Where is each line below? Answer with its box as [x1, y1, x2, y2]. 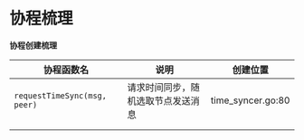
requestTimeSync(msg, [14, 90, 107, 100]
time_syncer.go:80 [211, 94, 290, 107]
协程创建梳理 [9, 40, 57, 51]
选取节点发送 [136, 94, 192, 107]
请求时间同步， [127, 80, 192, 93]
